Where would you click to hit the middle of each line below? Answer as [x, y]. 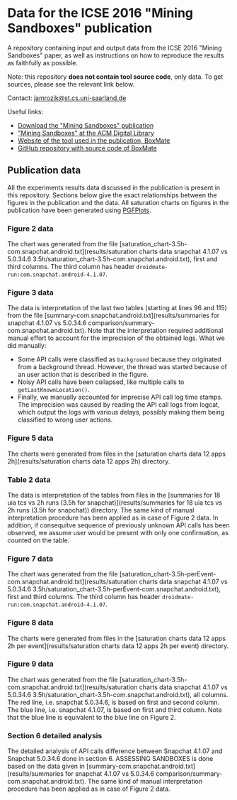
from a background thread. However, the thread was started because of [122, 367]
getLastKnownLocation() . [53, 390]
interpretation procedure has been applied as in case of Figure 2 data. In [113, 517]
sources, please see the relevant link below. [71, 84]
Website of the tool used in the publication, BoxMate [94, 141]
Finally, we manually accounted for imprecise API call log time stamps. [120, 397]
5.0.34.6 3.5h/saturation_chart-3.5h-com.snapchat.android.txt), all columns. [118, 694]
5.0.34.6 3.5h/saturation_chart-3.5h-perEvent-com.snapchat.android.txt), [114, 589]
